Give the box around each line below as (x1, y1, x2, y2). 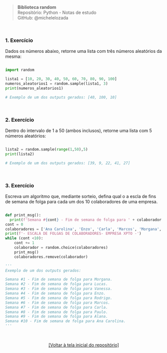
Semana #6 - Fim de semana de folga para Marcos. (5, 300, 111, 305)
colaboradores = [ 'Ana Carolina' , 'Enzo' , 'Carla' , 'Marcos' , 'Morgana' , (5, 226, 162, 231)
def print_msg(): (5, 212, 41, 217)
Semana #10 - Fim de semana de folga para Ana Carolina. (5, 319, 126, 324)
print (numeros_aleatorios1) (5, 86, 64, 91)
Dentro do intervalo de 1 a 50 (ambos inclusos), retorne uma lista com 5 (5, 127, 152, 134)
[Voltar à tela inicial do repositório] (48, 342, 119, 348)
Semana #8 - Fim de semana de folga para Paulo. (5, 309, 108, 315)
